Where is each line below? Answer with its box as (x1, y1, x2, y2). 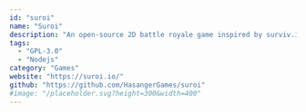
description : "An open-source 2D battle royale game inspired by (9, 30, 262, 39)
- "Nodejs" (17, 55, 59, 64)
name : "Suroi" (9, 22, 64, 31)
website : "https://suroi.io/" (9, 72, 125, 81)
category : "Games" (9, 64, 79, 73)
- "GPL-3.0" (17, 47, 64, 56)
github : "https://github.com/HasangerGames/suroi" (9, 80, 206, 89)
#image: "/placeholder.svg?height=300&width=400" (9, 89, 202, 98)
